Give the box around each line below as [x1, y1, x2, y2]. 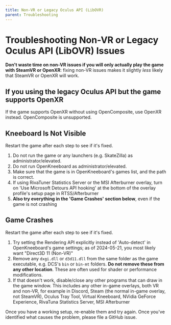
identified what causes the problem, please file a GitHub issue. [5, 314, 137, 320]
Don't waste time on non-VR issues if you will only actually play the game [5, 62, 164, 68]
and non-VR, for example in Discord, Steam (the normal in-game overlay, [12, 288, 166, 294]
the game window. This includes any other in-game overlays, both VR [12, 282, 159, 288]
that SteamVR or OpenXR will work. [5, 72, 80, 79]
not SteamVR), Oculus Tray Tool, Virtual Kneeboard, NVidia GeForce [12, 293, 156, 300]
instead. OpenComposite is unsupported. [5, 114, 92, 120]
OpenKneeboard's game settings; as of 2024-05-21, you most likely [12, 245, 156, 251]
